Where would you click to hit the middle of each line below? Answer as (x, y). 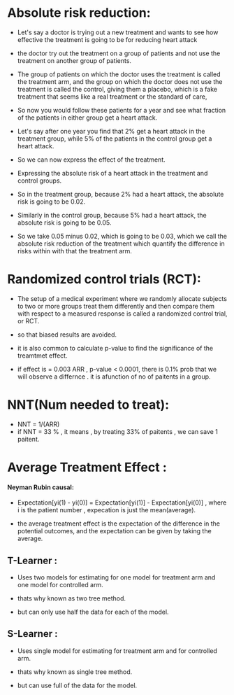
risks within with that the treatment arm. (75, 251)
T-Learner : (32, 560)
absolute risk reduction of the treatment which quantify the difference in (121, 244)
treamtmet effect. (42, 356)
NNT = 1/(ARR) (38, 424)
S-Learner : (32, 634)
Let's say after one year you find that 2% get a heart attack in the (111, 131)
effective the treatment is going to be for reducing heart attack (107, 39)
